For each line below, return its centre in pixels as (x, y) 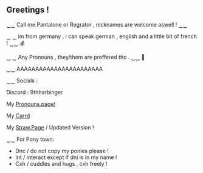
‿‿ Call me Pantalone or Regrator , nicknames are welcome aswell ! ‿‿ (97, 24)
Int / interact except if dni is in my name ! (66, 157)
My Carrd (18, 116)
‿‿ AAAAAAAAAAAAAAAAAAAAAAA (55, 68)
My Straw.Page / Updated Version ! (50, 127)
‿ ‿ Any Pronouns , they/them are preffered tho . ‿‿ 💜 (76, 57)
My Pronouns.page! (31, 104)
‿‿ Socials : (22, 80)
